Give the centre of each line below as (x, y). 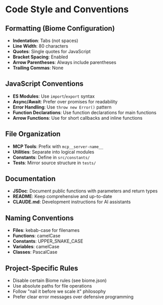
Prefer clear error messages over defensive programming (73, 297)
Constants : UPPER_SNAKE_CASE (48, 241)
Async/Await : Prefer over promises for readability (65, 101)
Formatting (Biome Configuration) (60, 28)
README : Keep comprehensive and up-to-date (62, 197)
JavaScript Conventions (45, 84)
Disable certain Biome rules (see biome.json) (60, 280)
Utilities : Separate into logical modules (53, 151)
